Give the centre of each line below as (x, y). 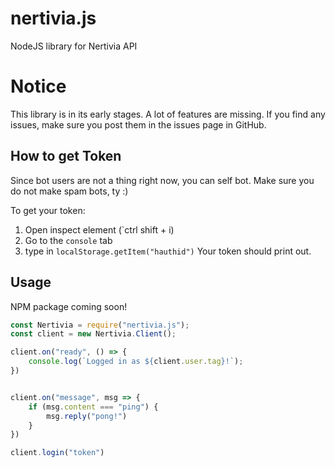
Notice (38, 86)
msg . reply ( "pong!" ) (87, 416)
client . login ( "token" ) (57, 453)
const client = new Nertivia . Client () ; (93, 334)
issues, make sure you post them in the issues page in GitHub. (138, 124)
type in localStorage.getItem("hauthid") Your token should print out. (168, 251)
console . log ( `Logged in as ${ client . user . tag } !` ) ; (136, 362)
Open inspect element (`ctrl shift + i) (99, 229)
